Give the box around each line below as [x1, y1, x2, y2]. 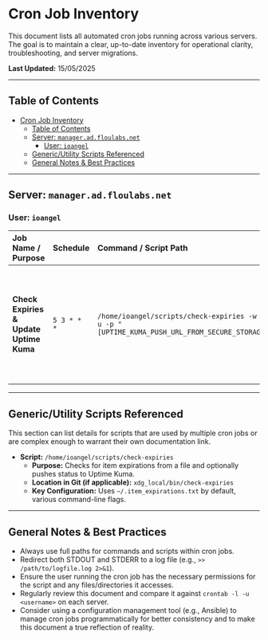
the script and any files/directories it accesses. [19, 580, 174, 590]
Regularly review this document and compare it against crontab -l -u [19, 589, 250, 599]
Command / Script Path [97, 242, 189, 253]
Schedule [53, 242, 90, 253]
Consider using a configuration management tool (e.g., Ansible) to [19, 606, 237, 615]
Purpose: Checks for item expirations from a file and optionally [31, 461, 239, 470]
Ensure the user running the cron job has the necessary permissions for [19, 571, 256, 582]
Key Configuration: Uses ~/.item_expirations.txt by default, [31, 486, 237, 496]
